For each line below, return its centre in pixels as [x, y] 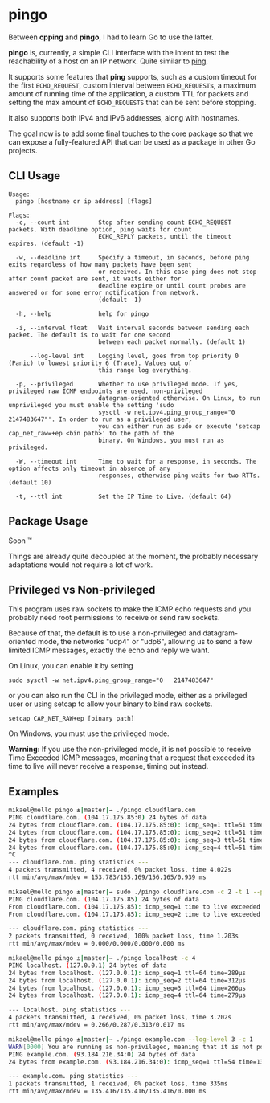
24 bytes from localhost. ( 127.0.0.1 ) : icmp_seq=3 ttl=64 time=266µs [127, 988]
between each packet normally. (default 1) [172, 342]
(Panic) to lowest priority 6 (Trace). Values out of [100, 363]
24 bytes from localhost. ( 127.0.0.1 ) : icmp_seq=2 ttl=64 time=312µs [127, 980]
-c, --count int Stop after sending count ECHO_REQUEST [123, 223]
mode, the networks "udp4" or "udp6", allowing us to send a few [145, 642]
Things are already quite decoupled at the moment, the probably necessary [133, 556]
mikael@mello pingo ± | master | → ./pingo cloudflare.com [102, 810]
